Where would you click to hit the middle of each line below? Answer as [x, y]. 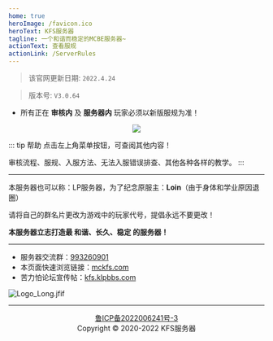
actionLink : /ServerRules [52, 54]
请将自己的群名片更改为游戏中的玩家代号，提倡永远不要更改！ [112, 215]
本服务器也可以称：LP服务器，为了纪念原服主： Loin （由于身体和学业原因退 [134, 187]
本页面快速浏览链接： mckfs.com [74, 267]
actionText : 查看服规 [43, 46]
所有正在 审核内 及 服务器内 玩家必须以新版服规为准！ [110, 112]
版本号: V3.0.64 [54, 95]
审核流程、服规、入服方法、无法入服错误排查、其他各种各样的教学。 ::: [127, 162]
